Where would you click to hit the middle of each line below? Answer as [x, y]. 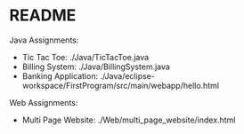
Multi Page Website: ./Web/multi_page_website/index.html [129, 120]
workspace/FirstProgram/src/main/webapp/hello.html [121, 85]
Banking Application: [60, 75]
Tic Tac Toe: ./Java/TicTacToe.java [85, 57]
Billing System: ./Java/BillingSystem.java [96, 67]
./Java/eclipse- [128, 75]
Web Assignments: [44, 102]
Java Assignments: [44, 40]
